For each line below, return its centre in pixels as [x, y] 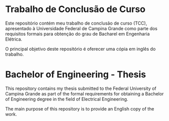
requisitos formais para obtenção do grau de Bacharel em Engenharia [77, 34]
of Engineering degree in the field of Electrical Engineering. [67, 99]
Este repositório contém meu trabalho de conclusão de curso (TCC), [76, 23]
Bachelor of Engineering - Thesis [76, 75]
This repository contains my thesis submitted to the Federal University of [81, 88]
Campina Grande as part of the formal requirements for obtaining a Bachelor [84, 93]
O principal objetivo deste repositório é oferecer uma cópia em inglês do [80, 49]
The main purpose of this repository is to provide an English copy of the [80, 108]
